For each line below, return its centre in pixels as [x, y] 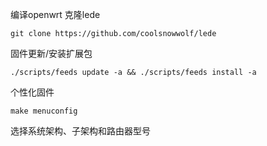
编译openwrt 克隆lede [55, 14]
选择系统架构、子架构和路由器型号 [80, 131]
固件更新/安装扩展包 [51, 53]
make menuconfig [44, 111]
